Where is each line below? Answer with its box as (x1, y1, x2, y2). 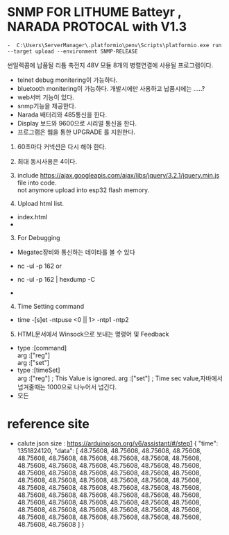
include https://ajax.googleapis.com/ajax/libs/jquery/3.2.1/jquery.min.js (17, 171, 220, 179)
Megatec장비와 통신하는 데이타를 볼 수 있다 (17, 248, 135, 256)
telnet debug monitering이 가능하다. (17, 76, 118, 84)
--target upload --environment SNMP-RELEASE (7, 48, 138, 55)
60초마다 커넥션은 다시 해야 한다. (17, 142, 107, 151)
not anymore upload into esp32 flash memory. (17, 185, 150, 194)
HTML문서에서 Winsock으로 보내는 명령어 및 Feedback (17, 330, 169, 338)
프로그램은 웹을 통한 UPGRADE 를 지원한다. (17, 128, 135, 136)
